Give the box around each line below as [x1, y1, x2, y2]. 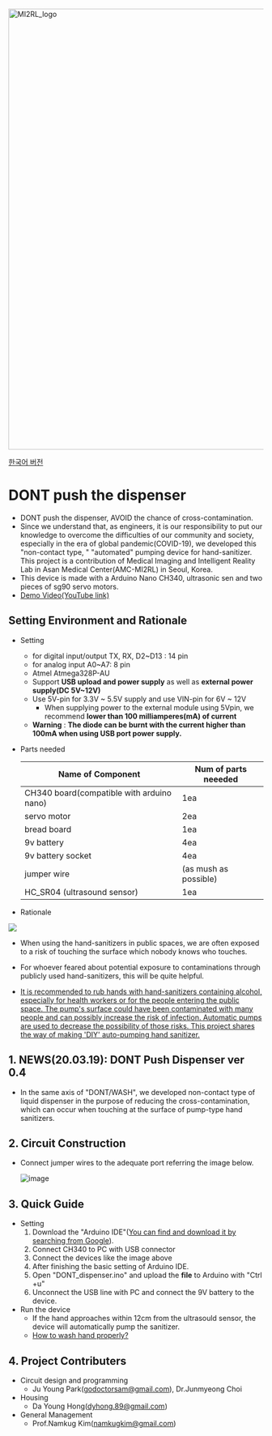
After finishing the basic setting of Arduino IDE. [32, 1262, 189, 1272]
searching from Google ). [32, 1236, 114, 1246]
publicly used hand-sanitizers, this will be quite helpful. [19, 970, 205, 981]
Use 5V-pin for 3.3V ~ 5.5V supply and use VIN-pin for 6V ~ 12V [32, 694, 247, 704]
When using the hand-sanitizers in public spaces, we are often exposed [19, 938, 260, 948]
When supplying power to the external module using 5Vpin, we [44, 702, 254, 712]
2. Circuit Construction [8, 1136, 126, 1150]
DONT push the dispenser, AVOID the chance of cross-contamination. [19, 513, 253, 522]
